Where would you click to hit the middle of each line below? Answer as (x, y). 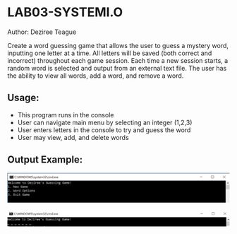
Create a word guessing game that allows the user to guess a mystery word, (118, 45)
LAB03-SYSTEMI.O (65, 12)
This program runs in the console (66, 115)
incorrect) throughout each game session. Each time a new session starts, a (118, 60)
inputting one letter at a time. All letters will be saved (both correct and (110, 53)
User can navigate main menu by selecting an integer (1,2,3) (105, 122)
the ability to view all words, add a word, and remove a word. (96, 76)
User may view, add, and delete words (73, 137)
